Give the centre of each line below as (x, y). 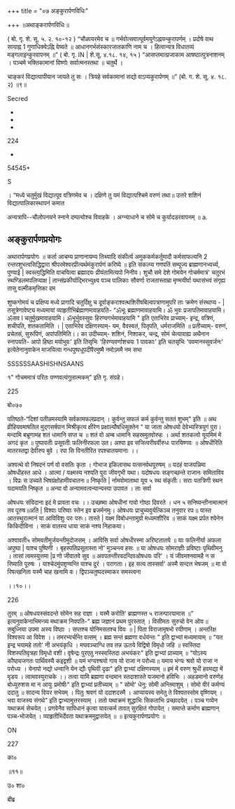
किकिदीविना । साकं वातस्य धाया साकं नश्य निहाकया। (66, 526)
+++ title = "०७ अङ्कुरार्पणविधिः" (48, 11)
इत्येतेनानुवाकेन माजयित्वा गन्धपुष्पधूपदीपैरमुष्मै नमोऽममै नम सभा (74, 349)
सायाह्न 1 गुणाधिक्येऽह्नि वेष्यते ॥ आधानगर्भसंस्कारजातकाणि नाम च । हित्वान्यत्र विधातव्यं (101, 47)
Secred (17, 99)
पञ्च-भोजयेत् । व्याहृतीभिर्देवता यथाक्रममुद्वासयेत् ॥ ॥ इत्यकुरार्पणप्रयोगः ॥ (86, 716)
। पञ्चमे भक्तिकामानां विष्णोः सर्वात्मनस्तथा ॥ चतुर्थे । (65, 63)
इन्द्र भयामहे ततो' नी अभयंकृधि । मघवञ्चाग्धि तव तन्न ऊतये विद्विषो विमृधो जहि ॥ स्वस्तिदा (104, 645)
